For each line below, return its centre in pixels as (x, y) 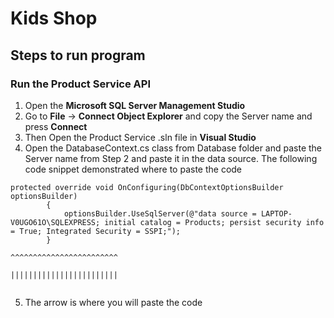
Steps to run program (78, 55)
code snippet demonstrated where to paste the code (133, 169)
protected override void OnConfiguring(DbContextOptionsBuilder (147, 187)
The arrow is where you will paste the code (113, 302)
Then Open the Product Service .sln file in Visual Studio (140, 137)
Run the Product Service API (80, 84)
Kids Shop (54, 18)
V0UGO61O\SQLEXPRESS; (55, 222)
